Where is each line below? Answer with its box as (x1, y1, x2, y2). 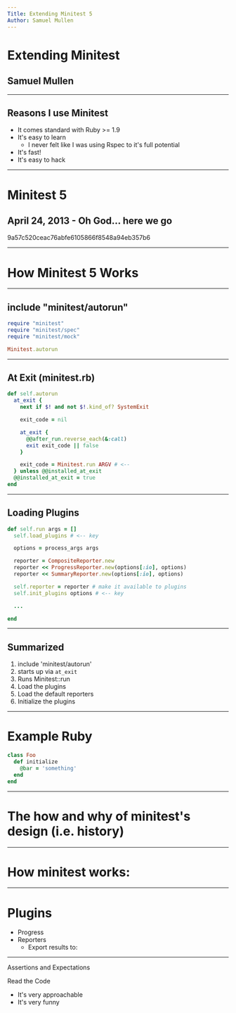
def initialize (13, 758, 58, 765)
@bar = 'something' (20, 765, 77, 772)
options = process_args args (13, 544, 99, 552)
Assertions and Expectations (7, 963, 91, 971)
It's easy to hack (17, 155, 65, 164)
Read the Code (7, 977, 51, 986)
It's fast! (17, 148, 41, 157)
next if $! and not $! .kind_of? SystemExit (20, 404, 150, 411)
